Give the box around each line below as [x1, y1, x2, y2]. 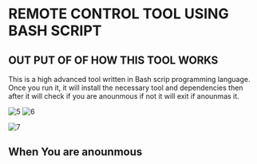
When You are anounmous [8, 145, 143, 159]
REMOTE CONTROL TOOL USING [8, 5, 229, 23]
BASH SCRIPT [8, 21, 102, 40]
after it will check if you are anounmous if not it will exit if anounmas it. [8, 92, 239, 100]
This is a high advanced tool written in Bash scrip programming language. [8, 75, 251, 84]
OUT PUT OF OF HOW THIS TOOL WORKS [8, 53, 219, 67]
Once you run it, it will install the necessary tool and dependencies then [8, 83, 243, 92]
